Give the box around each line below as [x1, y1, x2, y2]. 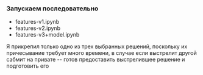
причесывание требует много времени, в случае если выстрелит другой [6, 49, 197, 57]
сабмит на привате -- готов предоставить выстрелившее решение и [6, 56, 185, 63]
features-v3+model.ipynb [15, 31, 80, 38]
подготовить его [6, 62, 49, 70]
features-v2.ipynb [15, 24, 61, 32]
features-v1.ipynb [15, 18, 60, 26]
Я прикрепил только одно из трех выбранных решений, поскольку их [6, 43, 188, 50]
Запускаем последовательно [6, 4, 99, 13]
